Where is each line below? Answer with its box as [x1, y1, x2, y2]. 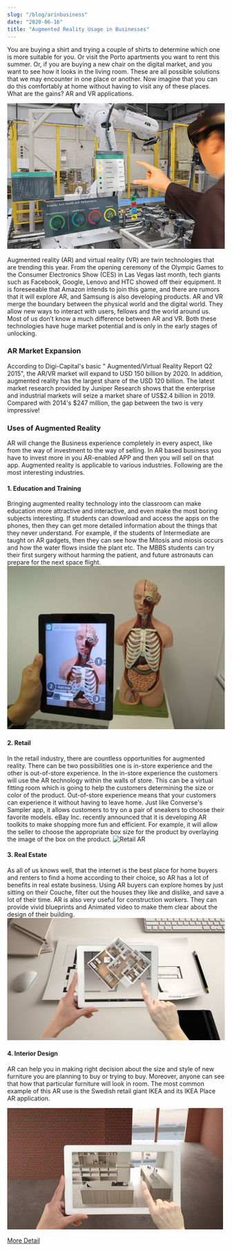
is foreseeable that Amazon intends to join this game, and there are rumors [7, 285, 220, 293]
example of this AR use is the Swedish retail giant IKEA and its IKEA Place [7, 1087, 216, 1095]
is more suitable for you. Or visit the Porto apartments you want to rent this [7, 53, 220, 62]
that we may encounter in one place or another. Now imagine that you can [7, 75, 217, 83]
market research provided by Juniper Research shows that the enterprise [7, 384, 215, 392]
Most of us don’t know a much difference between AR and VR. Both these [7, 314, 217, 323]
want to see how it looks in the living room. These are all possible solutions [7, 68, 220, 76]
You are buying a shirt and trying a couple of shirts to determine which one [7, 46, 220, 54]
